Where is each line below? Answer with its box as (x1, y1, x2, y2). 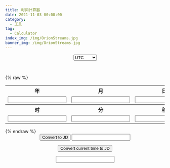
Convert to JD (42, 135, 68, 140)
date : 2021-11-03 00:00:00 (5, 12, 62, 17)
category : (5, 17, 26, 22)
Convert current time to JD (60, 145, 110, 151)
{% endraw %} (5, 128, 36, 134)
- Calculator (10, 31, 37, 36)
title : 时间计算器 (5, 7, 40, 13)
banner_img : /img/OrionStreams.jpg (5, 40, 80, 46)
